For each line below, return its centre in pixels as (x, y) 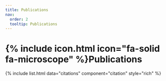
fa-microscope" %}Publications (74, 60)
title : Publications (27, 10)
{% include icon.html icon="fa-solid (82, 49)
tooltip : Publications (34, 24)
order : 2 (19, 19)
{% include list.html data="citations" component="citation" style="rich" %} (83, 73)
